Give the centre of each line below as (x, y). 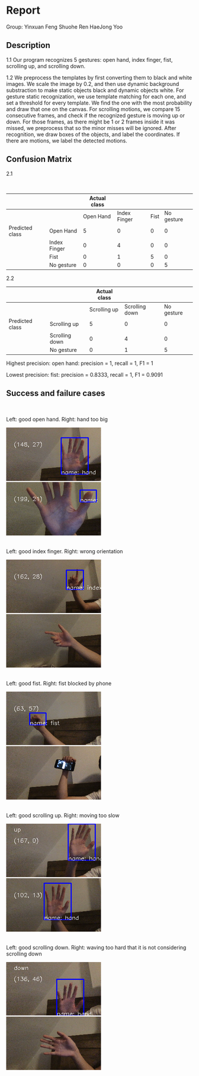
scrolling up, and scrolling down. (46, 66)
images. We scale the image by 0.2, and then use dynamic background (93, 84)
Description (28, 45)
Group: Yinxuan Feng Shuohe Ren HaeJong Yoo (65, 27)
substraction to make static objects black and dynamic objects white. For (95, 90)
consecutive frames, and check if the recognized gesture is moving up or (96, 115)
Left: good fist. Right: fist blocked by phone (59, 683)
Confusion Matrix (39, 159)
